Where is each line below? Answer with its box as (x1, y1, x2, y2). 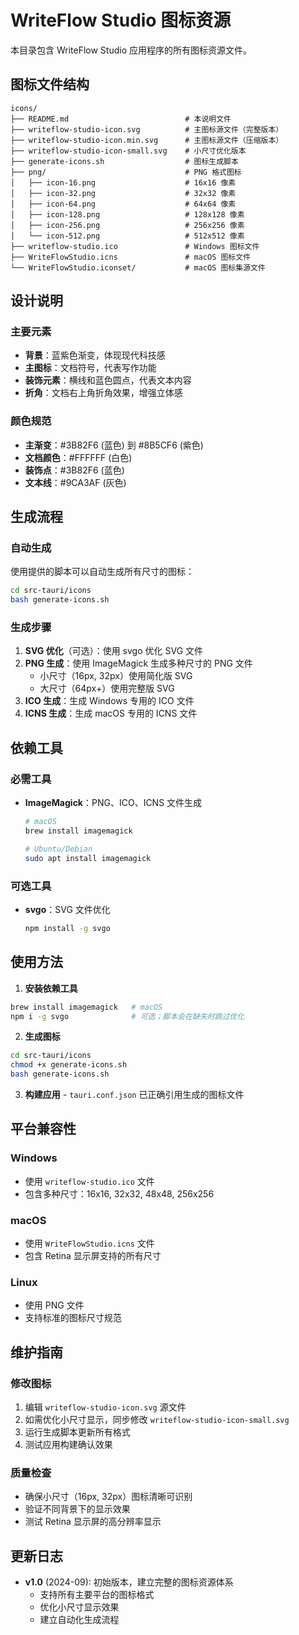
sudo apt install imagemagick (24, 853, 152, 863)
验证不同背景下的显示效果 (24, 1503, 131, 1515)
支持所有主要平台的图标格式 (39, 1589, 155, 1601)
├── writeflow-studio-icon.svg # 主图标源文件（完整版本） (10, 124, 284, 135)
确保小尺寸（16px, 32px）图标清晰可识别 (24, 1491, 193, 1503)
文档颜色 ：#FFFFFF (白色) (24, 451, 133, 463)
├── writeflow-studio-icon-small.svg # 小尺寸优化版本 (10, 146, 247, 156)
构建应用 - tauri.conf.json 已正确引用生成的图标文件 (24, 1089, 245, 1101)
